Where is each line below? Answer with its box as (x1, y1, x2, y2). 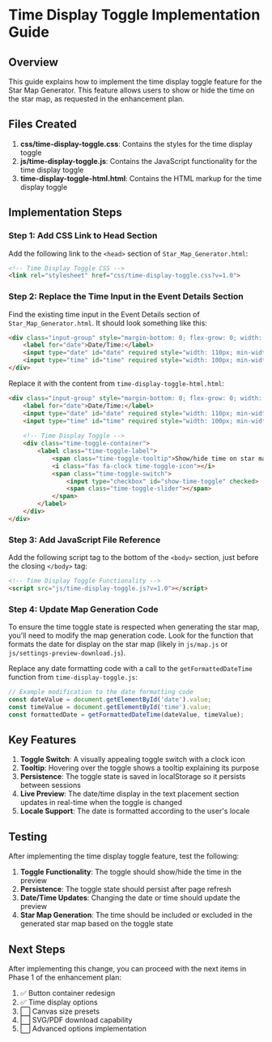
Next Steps (8, 942, 66, 956)
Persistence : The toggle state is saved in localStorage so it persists (19, 772, 246, 781)
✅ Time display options (19, 997, 99, 1007)
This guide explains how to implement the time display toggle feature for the (8, 77, 262, 86)
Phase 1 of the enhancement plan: (8, 972, 122, 983)
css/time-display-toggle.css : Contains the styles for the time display (19, 139, 253, 149)
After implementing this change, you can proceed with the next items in (8, 964, 247, 974)
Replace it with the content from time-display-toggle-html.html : (8, 378, 224, 388)
